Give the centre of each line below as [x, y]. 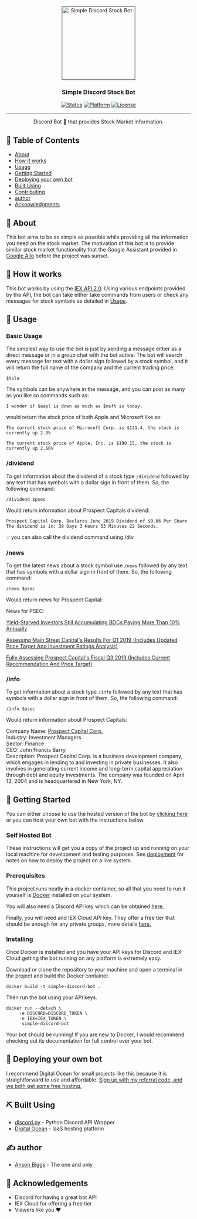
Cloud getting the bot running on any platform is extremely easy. [84, 958]
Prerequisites [26, 876]
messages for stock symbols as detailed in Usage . [67, 301]
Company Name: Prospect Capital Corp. [55, 731]
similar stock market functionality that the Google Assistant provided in [91, 249]
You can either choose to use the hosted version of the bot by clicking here [97, 814]
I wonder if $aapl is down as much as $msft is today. [74, 406]
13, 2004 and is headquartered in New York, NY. [64, 781]
